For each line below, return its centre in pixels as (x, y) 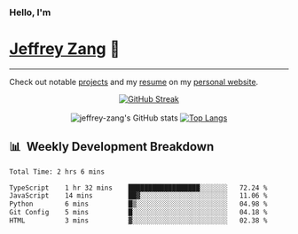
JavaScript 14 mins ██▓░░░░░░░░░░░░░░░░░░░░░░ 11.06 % (138, 196)
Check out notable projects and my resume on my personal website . (134, 82)
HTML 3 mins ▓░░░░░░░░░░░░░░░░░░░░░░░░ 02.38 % (138, 221)
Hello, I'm (30, 12)
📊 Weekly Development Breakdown (112, 147)
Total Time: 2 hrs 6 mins (57, 172)
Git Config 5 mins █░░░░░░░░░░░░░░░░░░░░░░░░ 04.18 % (138, 213)
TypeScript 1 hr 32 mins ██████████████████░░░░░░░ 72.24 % (138, 188)
